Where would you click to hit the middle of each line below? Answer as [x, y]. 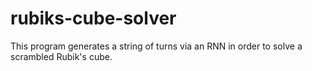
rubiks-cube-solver [93, 18]
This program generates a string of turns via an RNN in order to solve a [156, 46]
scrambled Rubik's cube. [61, 56]
